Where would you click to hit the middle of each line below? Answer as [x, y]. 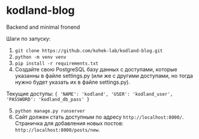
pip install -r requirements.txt [57, 64]
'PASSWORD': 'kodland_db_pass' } [48, 99]
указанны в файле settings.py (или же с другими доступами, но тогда [104, 75]
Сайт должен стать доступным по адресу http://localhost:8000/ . [99, 117]
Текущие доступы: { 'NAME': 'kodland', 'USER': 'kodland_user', [90, 93]
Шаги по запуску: [28, 38]
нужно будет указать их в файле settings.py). [73, 82]
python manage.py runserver [50, 111]
